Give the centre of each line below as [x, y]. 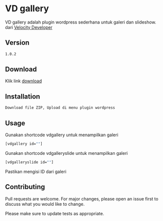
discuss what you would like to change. [45, 204]
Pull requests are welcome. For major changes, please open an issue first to [82, 198]
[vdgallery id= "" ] [24, 144]
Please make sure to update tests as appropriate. [55, 213]
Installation [23, 96]
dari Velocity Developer [29, 27]
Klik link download [24, 81]
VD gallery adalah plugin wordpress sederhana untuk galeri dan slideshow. [81, 22]
